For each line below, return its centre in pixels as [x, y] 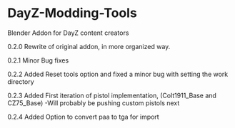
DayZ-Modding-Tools [72, 13]
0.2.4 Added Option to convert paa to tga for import [83, 117]
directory [21, 81]
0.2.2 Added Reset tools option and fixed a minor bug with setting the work [118, 74]
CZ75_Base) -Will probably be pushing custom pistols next [94, 103]
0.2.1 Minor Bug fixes [38, 60]
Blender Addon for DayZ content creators [68, 33]
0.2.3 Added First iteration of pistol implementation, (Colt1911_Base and [112, 95]
